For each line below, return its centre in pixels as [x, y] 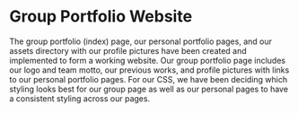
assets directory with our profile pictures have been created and [128, 50]
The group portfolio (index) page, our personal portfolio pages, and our [140, 41]
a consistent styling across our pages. [80, 98]
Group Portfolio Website [101, 17]
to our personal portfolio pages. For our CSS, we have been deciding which [149, 79]
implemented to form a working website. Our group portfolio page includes [147, 60]
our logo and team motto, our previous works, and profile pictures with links [149, 70]
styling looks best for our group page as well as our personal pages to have [149, 89]
